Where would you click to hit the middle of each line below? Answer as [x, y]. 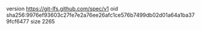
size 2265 [43, 21]
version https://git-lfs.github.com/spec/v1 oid [62, 9]
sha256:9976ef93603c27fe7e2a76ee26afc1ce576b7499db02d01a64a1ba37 [100, 15]
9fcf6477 [18, 21]
